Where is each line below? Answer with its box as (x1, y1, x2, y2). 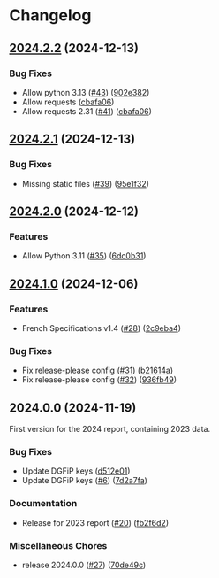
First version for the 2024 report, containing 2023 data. (9, 424, 210, 435)
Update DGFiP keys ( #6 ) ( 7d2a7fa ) (21, 475, 148, 486)
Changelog (9, 5, 92, 26)
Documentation (9, 497, 78, 510)
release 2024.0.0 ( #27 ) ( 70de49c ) (21, 559, 147, 570)
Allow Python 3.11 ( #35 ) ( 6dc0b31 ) (21, 250, 147, 261)
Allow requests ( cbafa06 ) (21, 96, 115, 107)
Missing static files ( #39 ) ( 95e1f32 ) (21, 178, 150, 189)
